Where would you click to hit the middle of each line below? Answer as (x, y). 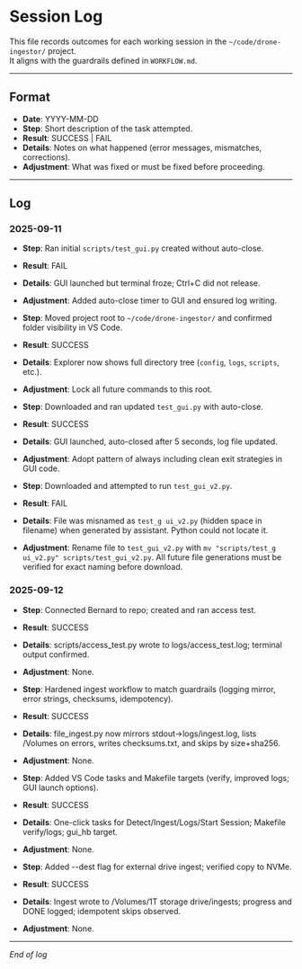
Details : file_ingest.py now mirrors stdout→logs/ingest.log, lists (139, 733)
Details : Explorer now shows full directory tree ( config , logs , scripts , (151, 362)
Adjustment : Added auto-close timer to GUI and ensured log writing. (150, 301)
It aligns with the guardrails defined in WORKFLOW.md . (103, 60)
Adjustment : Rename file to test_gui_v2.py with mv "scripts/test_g (149, 548)
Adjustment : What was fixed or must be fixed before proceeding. (143, 166)
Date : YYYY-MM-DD (60, 119)
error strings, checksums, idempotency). (98, 698)
